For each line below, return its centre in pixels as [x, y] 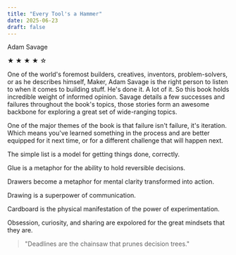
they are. [20, 230]
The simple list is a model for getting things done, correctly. [94, 154]
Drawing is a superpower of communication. [72, 196]
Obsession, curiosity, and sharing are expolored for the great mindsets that [116, 223]
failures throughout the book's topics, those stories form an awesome [108, 105]
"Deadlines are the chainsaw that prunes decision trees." [107, 244]
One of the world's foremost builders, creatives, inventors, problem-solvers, [117, 74]
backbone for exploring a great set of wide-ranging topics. [92, 112]
